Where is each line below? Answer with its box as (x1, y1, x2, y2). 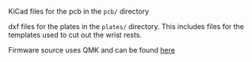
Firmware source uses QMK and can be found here (8, 46, 176, 54)
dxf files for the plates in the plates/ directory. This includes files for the (8, 22, 244, 31)
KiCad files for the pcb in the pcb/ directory (8, 7, 149, 16)
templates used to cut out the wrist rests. (8, 31, 143, 39)
